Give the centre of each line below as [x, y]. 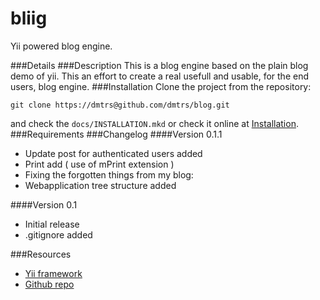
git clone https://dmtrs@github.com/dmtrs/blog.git [120, 105]
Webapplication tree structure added [100, 185]
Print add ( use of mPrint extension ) [99, 164]
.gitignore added [58, 234]
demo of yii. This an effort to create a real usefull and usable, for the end [159, 76]
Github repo [49, 284]
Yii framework [53, 273]
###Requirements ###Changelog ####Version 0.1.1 [116, 134]
